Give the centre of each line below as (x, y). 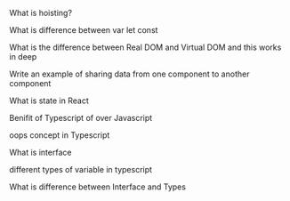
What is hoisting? (41, 13)
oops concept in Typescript (60, 135)
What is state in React (49, 100)
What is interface (40, 152)
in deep (23, 56)
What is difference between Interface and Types (98, 187)
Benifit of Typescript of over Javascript (81, 118)
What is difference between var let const (84, 30)
